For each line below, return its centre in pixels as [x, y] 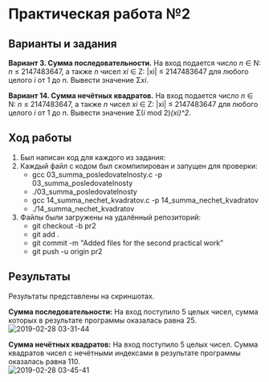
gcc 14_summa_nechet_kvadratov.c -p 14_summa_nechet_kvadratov [145, 200]
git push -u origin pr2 [67, 251]
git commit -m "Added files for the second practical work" [128, 243]
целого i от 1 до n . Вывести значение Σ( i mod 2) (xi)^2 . [100, 113]
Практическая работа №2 [100, 14]
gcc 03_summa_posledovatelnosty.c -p [97, 175]
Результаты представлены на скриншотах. [82, 296]
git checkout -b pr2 [64, 225]
